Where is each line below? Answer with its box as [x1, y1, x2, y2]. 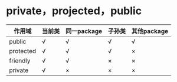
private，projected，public [6, 4, 142, 18]
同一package [65, 27, 103, 35]
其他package [132, 27, 169, 35]
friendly [9, 56, 31, 64]
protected [9, 47, 37, 55]
